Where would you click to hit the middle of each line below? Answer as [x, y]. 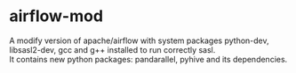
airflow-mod [56, 16]
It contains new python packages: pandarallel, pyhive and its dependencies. [148, 59]
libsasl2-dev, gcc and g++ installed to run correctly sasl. [112, 49]
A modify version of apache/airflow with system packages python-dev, [139, 40]
